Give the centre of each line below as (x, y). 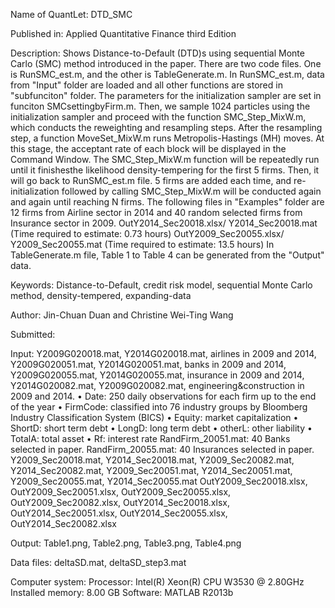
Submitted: (33, 334)
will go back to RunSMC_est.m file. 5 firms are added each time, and (151, 180)
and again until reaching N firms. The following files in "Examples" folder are (167, 202)
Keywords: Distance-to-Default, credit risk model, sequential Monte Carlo (161, 285)
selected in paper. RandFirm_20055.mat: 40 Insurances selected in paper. (162, 449)
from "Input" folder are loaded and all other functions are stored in (146, 85)
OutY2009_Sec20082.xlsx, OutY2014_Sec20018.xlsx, (120, 502)
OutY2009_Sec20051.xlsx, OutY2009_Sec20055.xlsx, (121, 492)
